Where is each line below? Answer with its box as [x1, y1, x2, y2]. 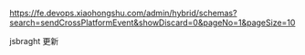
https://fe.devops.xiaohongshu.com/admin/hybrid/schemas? [9, 8, 237, 18]
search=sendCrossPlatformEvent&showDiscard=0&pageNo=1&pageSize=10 [9, 17, 296, 28]
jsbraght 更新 [9, 36, 59, 46]
